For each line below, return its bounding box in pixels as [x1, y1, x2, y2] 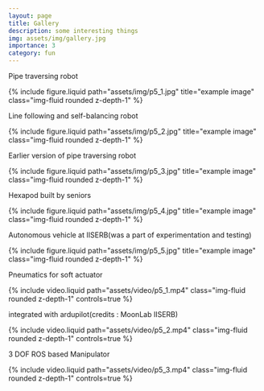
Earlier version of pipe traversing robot [8, 150, 137, 160]
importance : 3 [8, 42, 56, 50]
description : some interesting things [8, 27, 138, 35]
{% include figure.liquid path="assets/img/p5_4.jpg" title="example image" [8, 206, 257, 216]
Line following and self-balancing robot [8, 111, 138, 121]
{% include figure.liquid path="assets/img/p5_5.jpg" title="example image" [8, 246, 256, 255]
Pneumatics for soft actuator [8, 270, 103, 279]
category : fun [8, 49, 56, 57]
